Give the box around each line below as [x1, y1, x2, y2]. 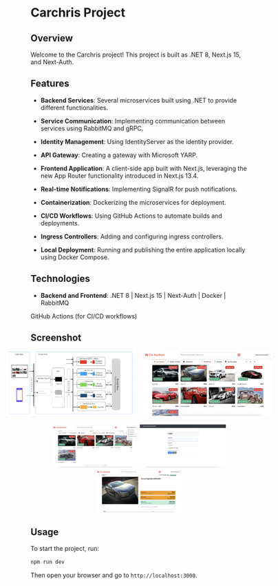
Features [30, 78, 69, 90]
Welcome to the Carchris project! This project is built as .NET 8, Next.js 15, [30, 50, 242, 59]
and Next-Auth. [30, 58, 74, 66]
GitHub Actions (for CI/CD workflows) [30, 312, 138, 320]
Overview [30, 32, 74, 44]
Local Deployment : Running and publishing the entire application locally [40, 245, 246, 254]
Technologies [30, 273, 91, 285]
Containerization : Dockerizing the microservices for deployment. [40, 198, 226, 206]
